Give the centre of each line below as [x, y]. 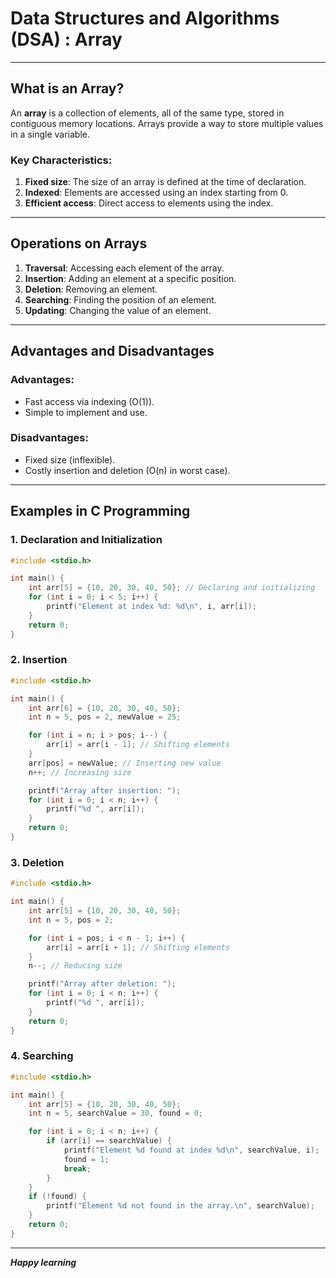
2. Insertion [39, 660]
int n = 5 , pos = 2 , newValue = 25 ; [105, 717]
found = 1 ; [86, 1159]
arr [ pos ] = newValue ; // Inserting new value [125, 763]
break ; [77, 1168]
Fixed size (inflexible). [70, 459]
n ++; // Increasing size [80, 772]
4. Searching [42, 1056]
